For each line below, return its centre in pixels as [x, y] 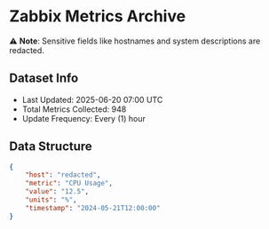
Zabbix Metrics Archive [98, 16]
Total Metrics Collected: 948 [74, 109]
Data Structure [51, 147]
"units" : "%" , [51, 200]
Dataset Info [44, 79]
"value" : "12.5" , [57, 192]
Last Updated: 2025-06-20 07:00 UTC [92, 99]
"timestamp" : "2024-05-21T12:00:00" [93, 208]
